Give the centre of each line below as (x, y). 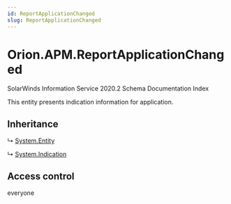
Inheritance (33, 124)
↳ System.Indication (37, 155)
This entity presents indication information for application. (90, 102)
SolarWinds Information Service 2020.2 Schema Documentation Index (108, 88)
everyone (21, 193)
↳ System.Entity (31, 141)
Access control (41, 176)
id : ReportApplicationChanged (51, 14)
